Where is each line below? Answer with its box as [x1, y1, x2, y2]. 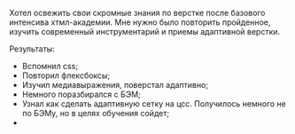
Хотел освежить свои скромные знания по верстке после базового [9, 8, 266, 18]
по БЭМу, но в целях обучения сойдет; [21, 108, 170, 118]
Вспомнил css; [21, 61, 78, 71]
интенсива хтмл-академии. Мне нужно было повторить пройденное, [9, 17, 271, 28]
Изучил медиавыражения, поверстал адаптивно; [21, 80, 209, 90]
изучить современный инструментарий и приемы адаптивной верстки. [9, 27, 281, 36]
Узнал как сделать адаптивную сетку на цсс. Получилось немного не [21, 99, 286, 109]
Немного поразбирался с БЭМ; [21, 89, 142, 99]
